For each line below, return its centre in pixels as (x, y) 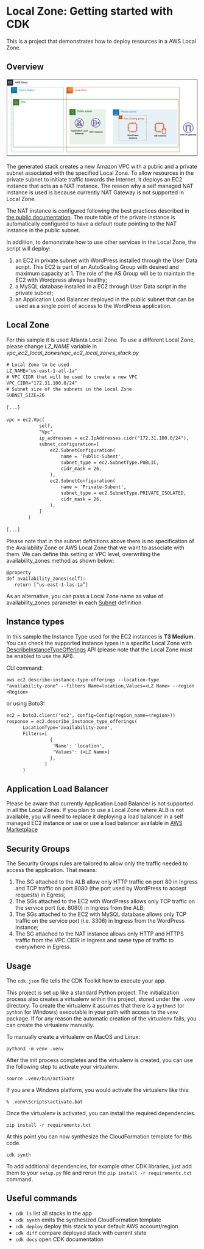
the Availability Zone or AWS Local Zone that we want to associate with (95, 548)
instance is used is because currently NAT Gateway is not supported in (95, 192)
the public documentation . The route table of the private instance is (91, 217)
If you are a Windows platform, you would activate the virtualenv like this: (98, 1090)
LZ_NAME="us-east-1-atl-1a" (42, 371)
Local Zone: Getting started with (90, 11)
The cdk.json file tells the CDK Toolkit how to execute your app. (86, 981)
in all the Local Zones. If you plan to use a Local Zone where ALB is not (95, 810)
